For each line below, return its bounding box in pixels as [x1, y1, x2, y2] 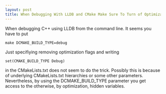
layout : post [5, 7, 32, 12]
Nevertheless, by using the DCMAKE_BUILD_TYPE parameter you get [5, 78, 146, 84]
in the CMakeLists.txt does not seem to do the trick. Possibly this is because [5, 67, 161, 73]
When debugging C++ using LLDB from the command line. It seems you [5, 25, 152, 31]
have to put [5, 31, 28, 37]
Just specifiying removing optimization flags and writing [5, 49, 120, 55]
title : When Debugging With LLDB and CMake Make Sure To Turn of [5, 12, 142, 17]
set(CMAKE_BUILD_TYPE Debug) [5, 58, 65, 63]
